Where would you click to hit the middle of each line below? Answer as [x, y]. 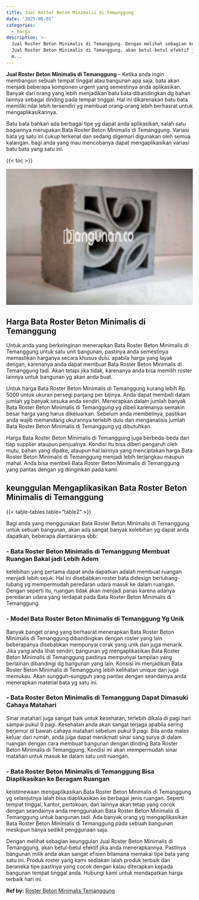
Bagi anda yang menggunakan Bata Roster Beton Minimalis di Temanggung [98, 523]
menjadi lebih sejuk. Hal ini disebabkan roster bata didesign [79, 578]
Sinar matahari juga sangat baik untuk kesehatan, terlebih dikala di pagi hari [99, 718]
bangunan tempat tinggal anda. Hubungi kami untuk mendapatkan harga [94, 873]
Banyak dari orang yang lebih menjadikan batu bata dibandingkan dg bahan [98, 93]
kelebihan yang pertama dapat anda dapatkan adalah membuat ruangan [94, 572]
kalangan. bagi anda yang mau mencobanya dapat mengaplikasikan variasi [98, 142]
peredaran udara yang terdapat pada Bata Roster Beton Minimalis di [89, 597]
